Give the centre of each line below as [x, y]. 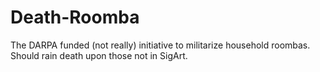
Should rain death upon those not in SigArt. [99, 55]
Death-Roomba [75, 17]
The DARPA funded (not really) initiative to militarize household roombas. [160, 45]
